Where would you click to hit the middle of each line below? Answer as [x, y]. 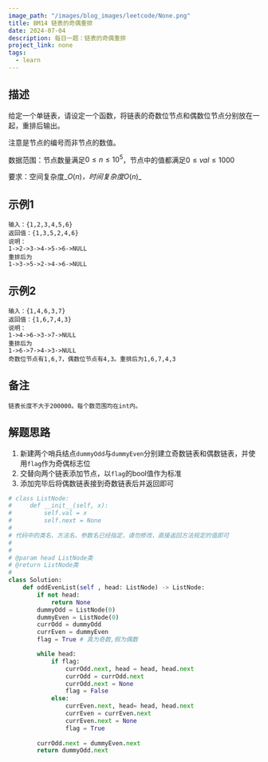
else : [60, 699]
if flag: [65, 661]
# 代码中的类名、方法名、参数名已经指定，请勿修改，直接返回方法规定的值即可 [119, 535]
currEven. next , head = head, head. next [130, 706]
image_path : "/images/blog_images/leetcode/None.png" [100, 16]
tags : [17, 53]
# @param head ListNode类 [51, 558]
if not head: [59, 595]
